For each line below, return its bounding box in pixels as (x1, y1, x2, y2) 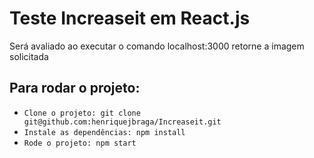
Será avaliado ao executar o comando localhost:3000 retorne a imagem (9, 40, 305, 52)
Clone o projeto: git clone (23, 108, 141, 118)
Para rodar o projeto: (9, 80, 141, 97)
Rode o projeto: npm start (23, 138, 137, 148)
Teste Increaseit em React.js (9, 7, 251, 30)
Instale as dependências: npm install (23, 127, 186, 137)
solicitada (9, 50, 49, 62)
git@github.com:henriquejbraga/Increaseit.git (23, 117, 222, 127)
